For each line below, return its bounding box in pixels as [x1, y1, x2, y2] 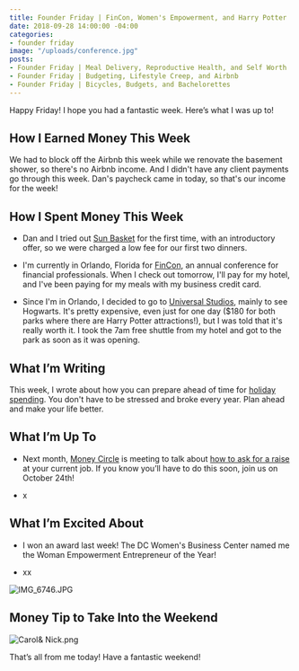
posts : [9, 55, 34, 64]
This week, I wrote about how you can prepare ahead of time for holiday [9, 384, 277, 395]
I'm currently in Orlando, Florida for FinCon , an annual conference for [22, 260, 279, 270]
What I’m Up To [9, 429, 97, 445]
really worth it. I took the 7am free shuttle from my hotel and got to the [22, 325, 282, 336]
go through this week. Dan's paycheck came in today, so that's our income [9, 173, 286, 184]
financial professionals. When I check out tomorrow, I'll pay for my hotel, [22, 269, 290, 280]
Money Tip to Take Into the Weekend [9, 610, 218, 625]
